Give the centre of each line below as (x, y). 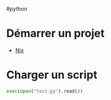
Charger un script (52, 75)
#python (17, 9)
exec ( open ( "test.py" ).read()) (45, 91)
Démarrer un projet (56, 34)
